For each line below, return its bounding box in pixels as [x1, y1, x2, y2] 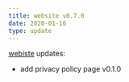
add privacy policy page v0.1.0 [19, 64, 122, 74]
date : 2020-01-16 [8, 19, 67, 27]
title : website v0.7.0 [8, 11, 85, 20]
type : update [8, 27, 52, 35]
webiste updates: [8, 49, 66, 59]
